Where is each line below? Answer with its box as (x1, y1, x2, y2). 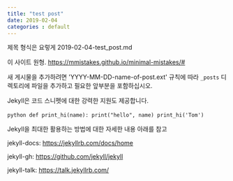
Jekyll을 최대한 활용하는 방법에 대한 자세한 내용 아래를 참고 (7, 125, 167, 133)
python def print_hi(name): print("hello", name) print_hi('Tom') (7, 112, 204, 119)
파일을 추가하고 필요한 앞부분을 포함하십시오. (31, 82, 153, 90)
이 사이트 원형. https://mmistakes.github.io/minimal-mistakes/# (7, 58, 186, 66)
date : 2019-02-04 (7, 17, 58, 24)
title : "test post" (7, 10, 64, 17)
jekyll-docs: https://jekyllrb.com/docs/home (7, 139, 134, 147)
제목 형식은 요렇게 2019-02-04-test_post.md (7, 43, 133, 52)
